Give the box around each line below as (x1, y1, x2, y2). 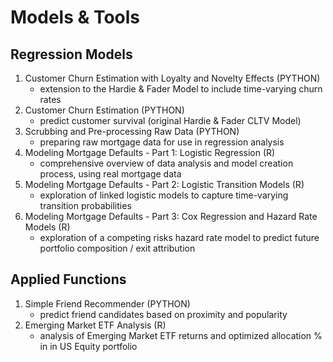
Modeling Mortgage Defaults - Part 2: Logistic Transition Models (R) (24, 179, 305, 190)
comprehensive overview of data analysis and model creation (39, 157, 294, 169)
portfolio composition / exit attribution (39, 242, 196, 254)
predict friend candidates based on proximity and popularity (39, 308, 288, 320)
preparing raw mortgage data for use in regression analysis (39, 136, 285, 148)
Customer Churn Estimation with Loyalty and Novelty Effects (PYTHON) (24, 72, 321, 84)
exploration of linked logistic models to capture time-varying (39, 189, 289, 201)
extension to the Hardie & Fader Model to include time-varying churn (39, 83, 323, 95)
